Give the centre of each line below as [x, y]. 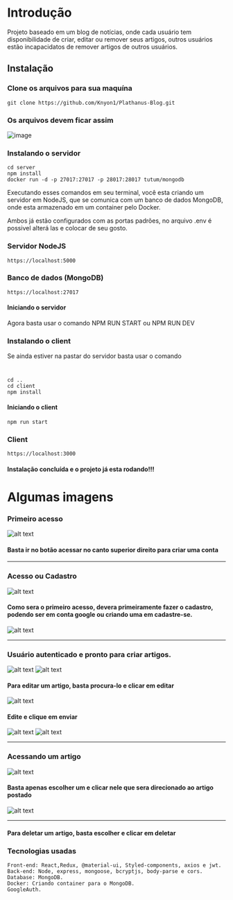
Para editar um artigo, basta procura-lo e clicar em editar [91, 686]
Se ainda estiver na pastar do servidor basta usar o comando [94, 356]
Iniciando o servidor [37, 307]
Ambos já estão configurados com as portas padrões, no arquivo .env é [110, 221]
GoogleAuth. [24, 890]
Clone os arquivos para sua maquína [70, 88]
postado [19, 795]
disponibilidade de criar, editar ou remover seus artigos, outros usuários [110, 39]
